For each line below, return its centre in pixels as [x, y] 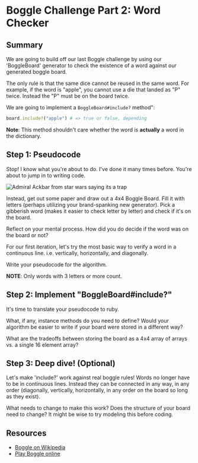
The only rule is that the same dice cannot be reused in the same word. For [98, 83]
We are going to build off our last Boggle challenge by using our [84, 59]
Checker [28, 23]
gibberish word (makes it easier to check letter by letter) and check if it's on [99, 211]
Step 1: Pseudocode [44, 155]
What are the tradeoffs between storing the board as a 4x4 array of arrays [97, 338]
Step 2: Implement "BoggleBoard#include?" [89, 295]
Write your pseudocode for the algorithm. [57, 264]
